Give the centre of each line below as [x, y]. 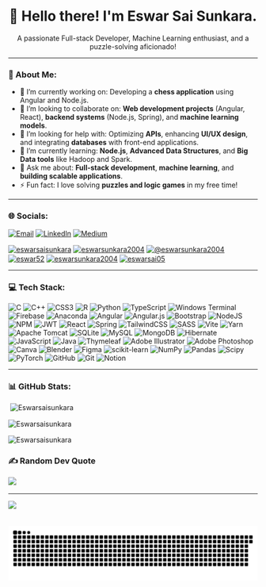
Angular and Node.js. [54, 100]
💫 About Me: [32, 75]
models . [33, 125]
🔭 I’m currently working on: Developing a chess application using [127, 92]
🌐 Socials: [28, 216]
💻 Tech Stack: [37, 287]
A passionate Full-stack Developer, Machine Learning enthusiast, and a [133, 38]
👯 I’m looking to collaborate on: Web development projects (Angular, [132, 109]
